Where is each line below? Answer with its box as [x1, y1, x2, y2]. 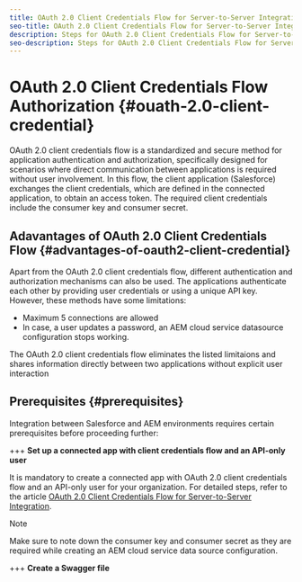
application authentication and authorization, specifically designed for [9, 155, 268, 166]
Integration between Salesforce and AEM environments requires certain [9, 417, 275, 428]
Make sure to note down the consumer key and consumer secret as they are [9, 535, 292, 546]
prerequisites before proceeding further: [9, 427, 159, 438]
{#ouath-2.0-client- [118, 96, 270, 117]
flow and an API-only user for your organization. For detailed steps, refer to [9, 481, 288, 492]
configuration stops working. [22, 332, 129, 342]
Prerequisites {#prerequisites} [9, 394, 184, 409]
